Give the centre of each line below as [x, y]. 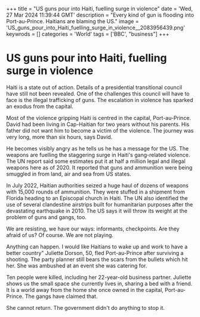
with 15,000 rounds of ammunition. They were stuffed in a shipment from [96, 192]
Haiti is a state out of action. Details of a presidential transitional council [94, 87]
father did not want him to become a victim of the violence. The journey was [100, 130]
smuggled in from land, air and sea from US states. [69, 174]
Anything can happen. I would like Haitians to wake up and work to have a [97, 247]
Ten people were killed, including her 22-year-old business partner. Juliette [99, 277]
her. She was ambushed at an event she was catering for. [77, 266]
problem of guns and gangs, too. [46, 217]
